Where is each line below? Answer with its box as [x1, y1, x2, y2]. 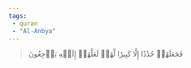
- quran [11, 19, 38, 28]
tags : [8, 11, 27, 20]
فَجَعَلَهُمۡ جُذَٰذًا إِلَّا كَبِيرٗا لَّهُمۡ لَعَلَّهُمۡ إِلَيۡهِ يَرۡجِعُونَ [28, 49, 183, 59]
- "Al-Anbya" [11, 27, 57, 35]
